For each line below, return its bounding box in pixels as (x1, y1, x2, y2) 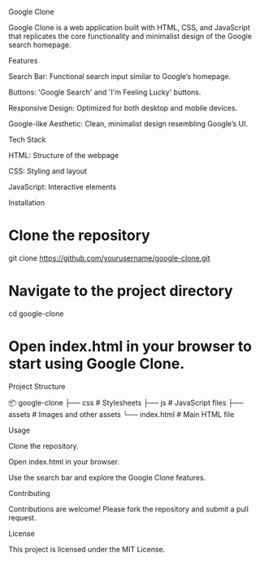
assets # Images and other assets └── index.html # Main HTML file (8, 409, 235, 419)
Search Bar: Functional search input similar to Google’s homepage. (8, 72, 232, 81)
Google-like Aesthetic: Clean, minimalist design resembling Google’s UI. (8, 119, 249, 129)
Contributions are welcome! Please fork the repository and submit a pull (8, 504, 249, 514)
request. (8, 512, 37, 522)
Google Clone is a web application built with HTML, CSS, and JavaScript (8, 23, 250, 32)
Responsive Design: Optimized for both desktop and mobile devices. (8, 103, 238, 112)
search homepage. (8, 40, 71, 50)
